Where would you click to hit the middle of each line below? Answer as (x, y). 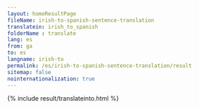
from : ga (20, 46)
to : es (17, 53)
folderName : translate (42, 33)
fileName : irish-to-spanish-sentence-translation (81, 20)
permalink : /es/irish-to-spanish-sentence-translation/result (99, 66)
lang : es (20, 40)
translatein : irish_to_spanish (53, 27)
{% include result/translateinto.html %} (63, 99)
